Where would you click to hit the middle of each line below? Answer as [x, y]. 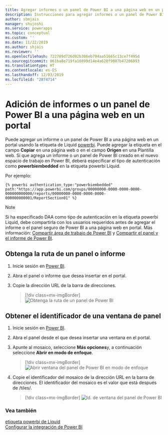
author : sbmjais [22, 19]
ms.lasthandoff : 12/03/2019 [34, 75]
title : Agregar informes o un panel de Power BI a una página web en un [82, 10]
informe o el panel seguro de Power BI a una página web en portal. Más [79, 227]
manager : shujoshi [24, 24]
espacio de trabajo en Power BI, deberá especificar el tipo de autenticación [83, 160]
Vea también [21, 410]
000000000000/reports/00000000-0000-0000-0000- [56, 193]
